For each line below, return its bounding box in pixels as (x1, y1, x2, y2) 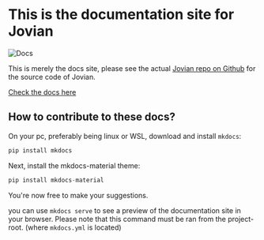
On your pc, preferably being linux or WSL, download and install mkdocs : (8, 131, 242, 141)
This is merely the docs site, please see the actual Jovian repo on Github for (8, 63, 256, 73)
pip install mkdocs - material (8, 176, 104, 184)
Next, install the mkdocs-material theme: (8, 160, 141, 171)
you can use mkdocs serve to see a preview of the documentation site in (8, 205, 241, 215)
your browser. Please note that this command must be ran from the (8, 214, 227, 223)
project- (228, 214, 255, 223)
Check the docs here (8, 87, 77, 96)
